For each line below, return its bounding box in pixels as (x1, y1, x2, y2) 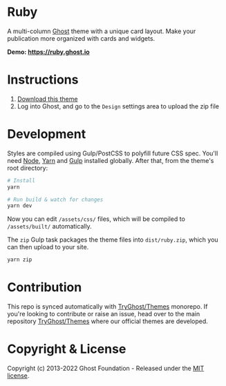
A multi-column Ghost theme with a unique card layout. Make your (7, 27, 196, 35)
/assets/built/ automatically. (7, 222, 92, 231)
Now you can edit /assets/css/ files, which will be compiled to (7, 215, 185, 223)
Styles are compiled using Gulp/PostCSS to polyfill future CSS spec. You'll (7, 149, 218, 157)
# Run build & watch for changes (7, 196, 104, 203)
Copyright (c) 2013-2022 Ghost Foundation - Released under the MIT (7, 364, 205, 373)
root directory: (7, 164, 48, 172)
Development (7, 126, 86, 142)
